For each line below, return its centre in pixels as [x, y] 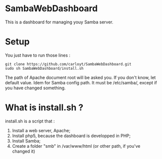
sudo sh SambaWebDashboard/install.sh [44, 68]
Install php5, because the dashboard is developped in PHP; [71, 136]
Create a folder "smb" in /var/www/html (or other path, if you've [76, 146]
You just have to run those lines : [38, 55]
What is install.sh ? [44, 108]
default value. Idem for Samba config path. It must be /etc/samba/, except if [81, 82]
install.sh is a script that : [30, 121]
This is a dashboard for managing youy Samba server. [59, 22]
